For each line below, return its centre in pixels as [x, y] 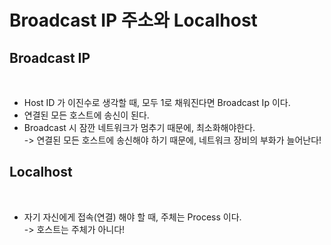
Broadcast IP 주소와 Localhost [133, 20]
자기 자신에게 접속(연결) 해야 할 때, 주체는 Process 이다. [132, 217]
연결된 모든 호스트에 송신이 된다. [86, 115]
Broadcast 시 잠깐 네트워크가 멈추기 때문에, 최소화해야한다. [139, 127]
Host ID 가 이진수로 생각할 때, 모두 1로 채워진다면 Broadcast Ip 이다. [157, 102]
